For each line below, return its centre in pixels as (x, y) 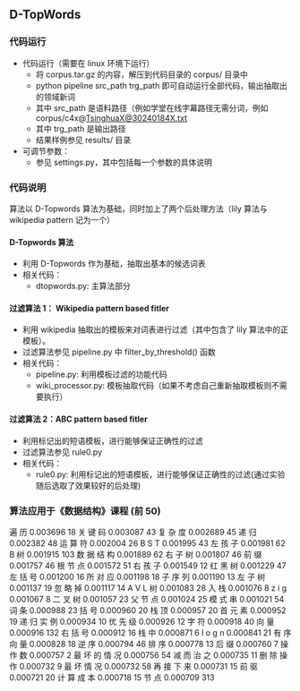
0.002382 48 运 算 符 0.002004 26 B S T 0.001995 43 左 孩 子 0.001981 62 (148, 543)
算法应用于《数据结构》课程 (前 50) (85, 511)
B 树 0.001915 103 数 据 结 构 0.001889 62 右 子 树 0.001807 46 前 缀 (136, 554)
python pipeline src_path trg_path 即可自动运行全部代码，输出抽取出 (162, 85)
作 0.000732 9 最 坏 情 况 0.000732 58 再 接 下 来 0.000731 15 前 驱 (133, 666)
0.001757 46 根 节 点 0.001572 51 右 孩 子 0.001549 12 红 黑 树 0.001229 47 (148, 565)
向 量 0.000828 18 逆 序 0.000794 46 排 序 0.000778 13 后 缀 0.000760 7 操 (149, 644)
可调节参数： (46, 150)
